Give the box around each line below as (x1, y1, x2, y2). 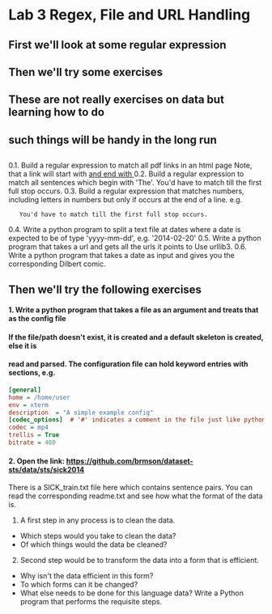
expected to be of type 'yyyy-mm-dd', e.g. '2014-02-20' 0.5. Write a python (8, 233, 261, 243)
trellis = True (8, 431, 60, 439)
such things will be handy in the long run (8, 133, 217, 146)
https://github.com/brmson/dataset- (66, 455, 193, 466)
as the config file (8, 314, 66, 324)
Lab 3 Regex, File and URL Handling (8, 6, 251, 24)
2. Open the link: (8, 455, 65, 466)
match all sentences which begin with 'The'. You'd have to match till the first (8, 178, 262, 188)
